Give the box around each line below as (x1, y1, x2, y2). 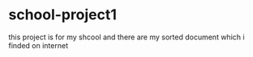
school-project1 (8, 6, 118, 24)
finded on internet (8, 40, 69, 50)
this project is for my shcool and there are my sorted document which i (8, 32, 245, 42)
